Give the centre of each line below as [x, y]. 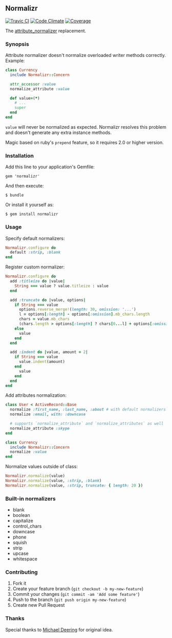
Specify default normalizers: [35, 238]
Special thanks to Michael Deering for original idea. [59, 630]
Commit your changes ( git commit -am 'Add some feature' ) [76, 594]
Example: [15, 61]
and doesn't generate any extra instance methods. [58, 132]
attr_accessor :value [33, 84]
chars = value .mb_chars [44, 319]
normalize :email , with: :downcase [48, 414]
